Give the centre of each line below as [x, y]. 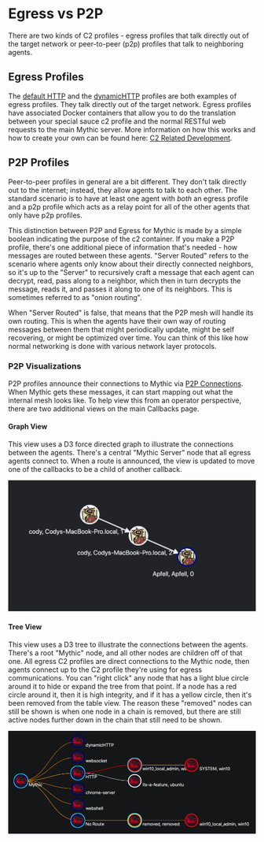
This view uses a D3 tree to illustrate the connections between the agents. [128, 644]
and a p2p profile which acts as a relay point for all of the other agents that [129, 206]
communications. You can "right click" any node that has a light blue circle [128, 677]
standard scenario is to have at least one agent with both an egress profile [128, 198]
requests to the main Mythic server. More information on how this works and [132, 129]
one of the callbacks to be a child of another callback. [95, 469]
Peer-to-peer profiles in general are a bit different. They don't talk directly [127, 181]
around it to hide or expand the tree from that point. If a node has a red [123, 686]
